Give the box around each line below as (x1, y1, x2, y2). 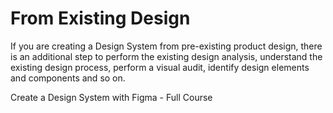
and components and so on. (10, 72, 126, 84)
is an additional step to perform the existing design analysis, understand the (10, 50, 323, 62)
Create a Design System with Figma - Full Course (10, 91, 213, 103)
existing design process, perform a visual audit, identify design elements (10, 61, 310, 73)
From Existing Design (10, 7, 191, 30)
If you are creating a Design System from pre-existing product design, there (10, 40, 323, 52)
